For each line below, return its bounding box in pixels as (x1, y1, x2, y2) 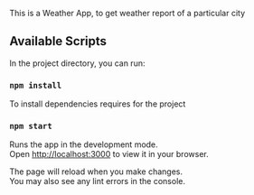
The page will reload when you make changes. (9, 166, 183, 177)
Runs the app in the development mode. (9, 139, 158, 150)
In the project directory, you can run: (9, 58, 146, 69)
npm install (9, 80, 62, 90)
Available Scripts (9, 33, 107, 49)
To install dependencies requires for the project (9, 98, 186, 109)
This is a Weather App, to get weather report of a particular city (9, 8, 246, 18)
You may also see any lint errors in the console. (9, 176, 185, 187)
